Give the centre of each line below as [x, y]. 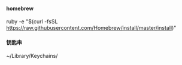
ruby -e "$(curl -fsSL [32, 21]
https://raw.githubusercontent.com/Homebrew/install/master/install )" [91, 28]
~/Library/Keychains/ [32, 56]
